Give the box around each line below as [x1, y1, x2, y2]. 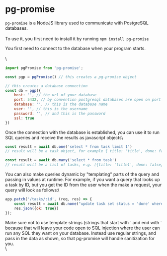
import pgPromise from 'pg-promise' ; [5, 65, 83, 70]
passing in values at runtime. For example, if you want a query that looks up [5, 177, 160, 183]
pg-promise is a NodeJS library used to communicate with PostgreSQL [5, 20, 149, 26]
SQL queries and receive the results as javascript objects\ [5, 134, 123, 140]
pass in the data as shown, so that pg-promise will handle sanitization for [5, 235, 155, 241]
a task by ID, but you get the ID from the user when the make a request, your [5, 182, 162, 188]
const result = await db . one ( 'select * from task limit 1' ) [5, 144, 133, 149]
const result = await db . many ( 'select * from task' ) [5, 158, 117, 163]
